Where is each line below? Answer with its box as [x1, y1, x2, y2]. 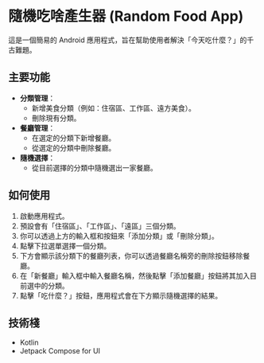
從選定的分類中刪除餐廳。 [31, 142, 116, 152]
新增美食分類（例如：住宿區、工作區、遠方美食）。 [31, 103, 196, 112]
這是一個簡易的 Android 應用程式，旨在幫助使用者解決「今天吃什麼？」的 [8, 35, 247, 45]
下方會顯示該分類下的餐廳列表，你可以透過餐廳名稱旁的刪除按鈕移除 [19, 251, 243, 260]
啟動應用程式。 [19, 211, 69, 221]
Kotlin [19, 338, 39, 347]
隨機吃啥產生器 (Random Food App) [8, 7, 244, 25]
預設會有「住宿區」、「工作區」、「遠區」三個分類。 [19, 221, 181, 231]
